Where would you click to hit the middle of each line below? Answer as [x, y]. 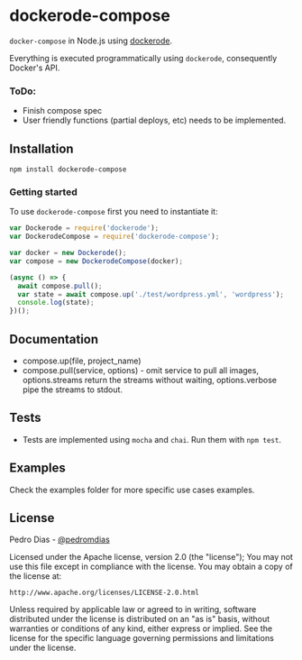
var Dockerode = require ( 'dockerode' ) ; [84, 228]
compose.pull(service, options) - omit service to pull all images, [141, 371]
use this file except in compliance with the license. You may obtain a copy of [151, 567]
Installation [41, 148]
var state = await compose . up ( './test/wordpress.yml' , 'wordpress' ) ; [151, 294]
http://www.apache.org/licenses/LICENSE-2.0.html [105, 593]
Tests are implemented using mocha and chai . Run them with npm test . [152, 439]
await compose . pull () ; [60, 286]
